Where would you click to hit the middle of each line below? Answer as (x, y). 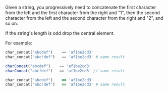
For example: (19, 43)
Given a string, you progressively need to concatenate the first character (81, 7)
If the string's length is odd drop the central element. (60, 33)
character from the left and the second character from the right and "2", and (84, 18)
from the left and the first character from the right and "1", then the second (83, 13)
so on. (12, 23)
